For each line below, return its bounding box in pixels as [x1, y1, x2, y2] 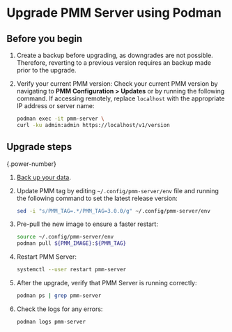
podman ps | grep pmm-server [16, 292, 102, 299]
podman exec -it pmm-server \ [16, 115, 105, 122]
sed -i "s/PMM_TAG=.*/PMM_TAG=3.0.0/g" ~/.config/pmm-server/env [16, 207, 210, 214]
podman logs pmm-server [16, 318, 86, 325]
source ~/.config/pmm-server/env [16, 234, 114, 241]
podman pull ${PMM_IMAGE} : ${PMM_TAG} [16, 240, 127, 247]
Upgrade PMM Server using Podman [6, 5, 222, 21]
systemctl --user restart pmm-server [16, 266, 127, 273]
